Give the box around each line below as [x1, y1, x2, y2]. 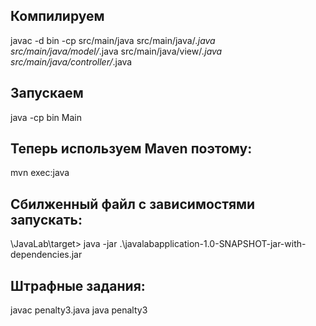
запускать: [10, 211, 83, 228]
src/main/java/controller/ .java [10, 55, 133, 68]
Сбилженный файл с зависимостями [10, 195, 256, 213]
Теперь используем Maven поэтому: [10, 140, 253, 158]
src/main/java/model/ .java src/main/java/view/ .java [10, 45, 223, 57]
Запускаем [10, 85, 84, 102]
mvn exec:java [10, 167, 70, 179]
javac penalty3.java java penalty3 [10, 304, 148, 316]
